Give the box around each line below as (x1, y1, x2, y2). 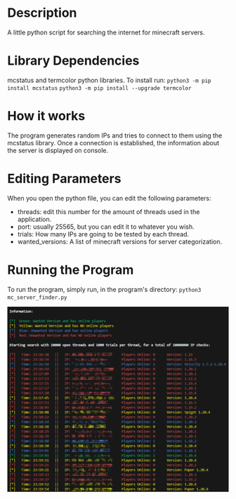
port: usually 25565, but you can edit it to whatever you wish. (17, 222, 195, 231)
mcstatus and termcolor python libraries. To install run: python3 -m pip (7, 76, 211, 84)
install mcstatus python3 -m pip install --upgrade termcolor (7, 84, 192, 92)
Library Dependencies (7, 53, 140, 69)
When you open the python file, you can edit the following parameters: (7, 194, 212, 202)
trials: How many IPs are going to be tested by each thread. (17, 229, 190, 238)
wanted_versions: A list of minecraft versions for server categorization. (17, 237, 223, 246)
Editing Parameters (7, 171, 122, 187)
